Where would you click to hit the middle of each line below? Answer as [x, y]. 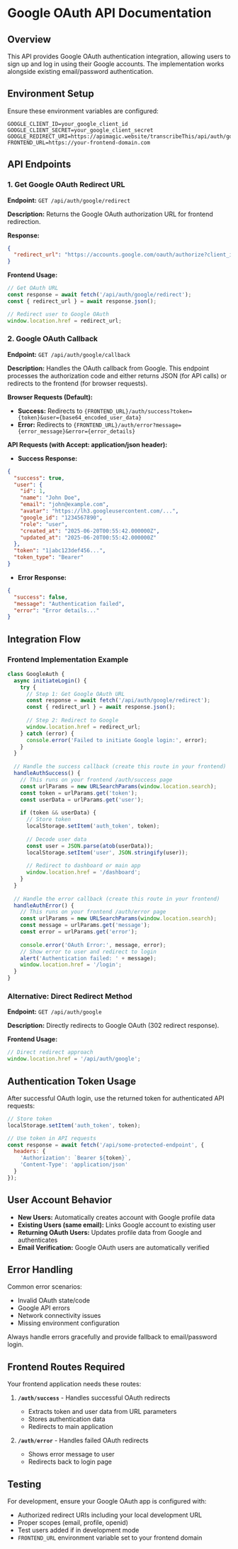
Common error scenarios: [45, 1287]
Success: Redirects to [50, 411]
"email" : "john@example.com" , [65, 505]
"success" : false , [41, 597]
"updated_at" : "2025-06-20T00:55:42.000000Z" [89, 537]
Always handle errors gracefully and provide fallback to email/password [112, 1337]
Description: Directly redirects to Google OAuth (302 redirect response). [113, 1026]
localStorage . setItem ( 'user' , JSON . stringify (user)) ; [107, 852]
